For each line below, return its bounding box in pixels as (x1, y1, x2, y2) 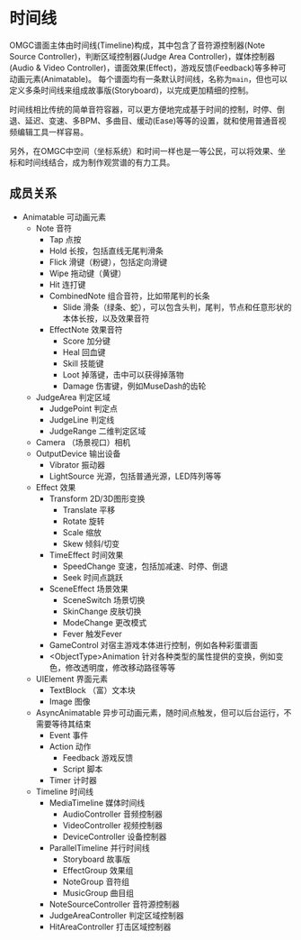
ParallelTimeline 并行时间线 (49, 842, 150, 853)
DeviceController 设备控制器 (62, 831, 167, 842)
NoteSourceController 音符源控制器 (49, 899, 180, 909)
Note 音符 (35, 223, 73, 233)
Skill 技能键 (62, 358, 104, 369)
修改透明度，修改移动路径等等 (65, 662, 176, 672)
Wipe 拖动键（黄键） (49, 268, 127, 278)
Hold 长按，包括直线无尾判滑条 (49, 245, 164, 256)
